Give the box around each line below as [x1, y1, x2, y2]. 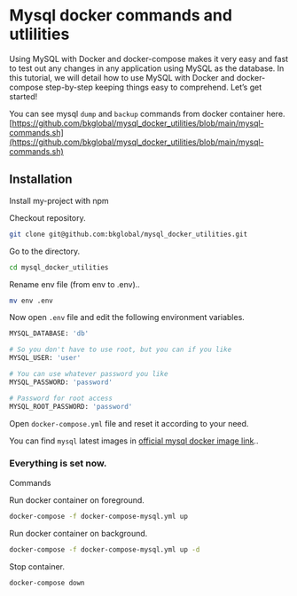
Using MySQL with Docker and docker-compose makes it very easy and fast [9, 53, 289, 64]
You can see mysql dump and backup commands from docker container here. [9, 108, 285, 119]
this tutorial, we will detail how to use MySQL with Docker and [9, 72, 235, 82]
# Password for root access [9, 394, 113, 403]
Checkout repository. [9, 212, 86, 223]
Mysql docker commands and [9, 5, 233, 26]
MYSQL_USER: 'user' [9, 354, 82, 363]
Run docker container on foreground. [9, 494, 145, 506]
